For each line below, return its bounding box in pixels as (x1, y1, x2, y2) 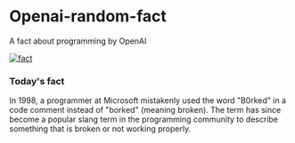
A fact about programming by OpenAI (9, 36, 147, 46)
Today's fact (9, 75, 65, 87)
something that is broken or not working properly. (9, 123, 192, 134)
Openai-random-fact (9, 6, 168, 27)
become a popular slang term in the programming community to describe (9, 114, 279, 125)
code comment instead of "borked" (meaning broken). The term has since (9, 105, 282, 115)
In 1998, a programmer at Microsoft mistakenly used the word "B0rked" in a (9, 95, 287, 106)
